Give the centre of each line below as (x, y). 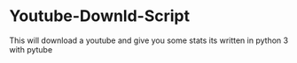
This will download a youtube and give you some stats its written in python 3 (149, 40)
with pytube (31, 49)
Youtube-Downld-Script (100, 16)
